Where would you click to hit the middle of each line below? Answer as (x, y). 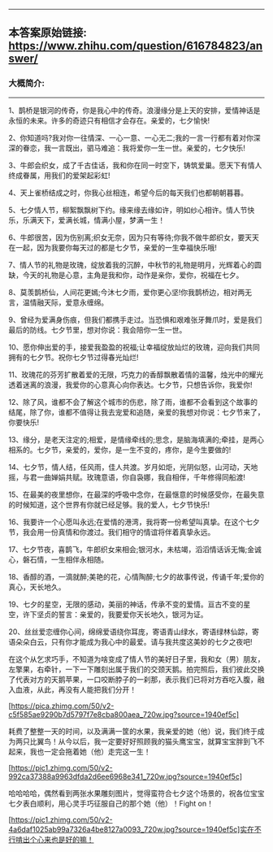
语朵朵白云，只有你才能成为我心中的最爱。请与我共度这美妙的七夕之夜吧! (131, 641)
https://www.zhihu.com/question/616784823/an (136, 46)
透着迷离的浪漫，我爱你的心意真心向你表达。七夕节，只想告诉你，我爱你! (131, 385)
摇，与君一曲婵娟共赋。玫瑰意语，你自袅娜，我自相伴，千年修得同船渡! (127, 477)
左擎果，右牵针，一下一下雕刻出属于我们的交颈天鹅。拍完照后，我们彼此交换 (136, 669)
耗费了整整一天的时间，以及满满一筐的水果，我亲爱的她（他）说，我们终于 (133, 731)
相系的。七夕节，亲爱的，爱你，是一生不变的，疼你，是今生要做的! (120, 450)
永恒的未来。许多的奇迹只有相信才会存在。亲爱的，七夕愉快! (109, 120)
